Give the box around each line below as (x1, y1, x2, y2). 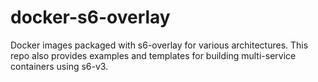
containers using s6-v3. (10, 60, 109, 72)
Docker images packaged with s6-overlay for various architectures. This (10, 39, 309, 51)
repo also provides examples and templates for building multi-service (10, 49, 297, 61)
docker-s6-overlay (10, 6, 171, 29)
